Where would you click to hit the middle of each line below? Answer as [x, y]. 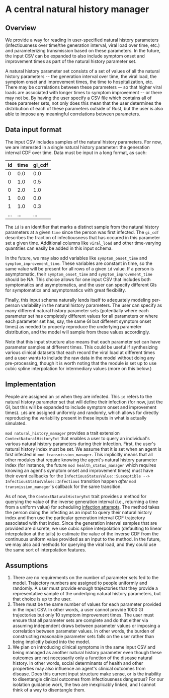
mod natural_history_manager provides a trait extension [62, 433]
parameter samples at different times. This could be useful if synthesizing [81, 347]
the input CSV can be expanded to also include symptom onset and [75, 56]
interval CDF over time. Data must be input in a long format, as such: [76, 153]
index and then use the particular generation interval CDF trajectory [75, 518]
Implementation [31, 385]
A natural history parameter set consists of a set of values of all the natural [82, 71]
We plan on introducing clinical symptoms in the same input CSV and [84, 647]
